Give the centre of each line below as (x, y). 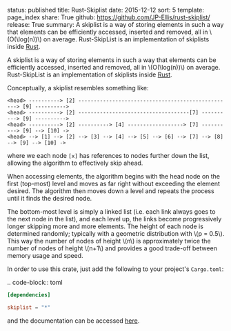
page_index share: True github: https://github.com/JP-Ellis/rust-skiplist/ (109, 17)
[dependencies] (29, 295)
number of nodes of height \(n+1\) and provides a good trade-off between (112, 248)
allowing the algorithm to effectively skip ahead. (75, 163)
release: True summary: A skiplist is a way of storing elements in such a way (115, 24)
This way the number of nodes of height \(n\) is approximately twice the (109, 241)
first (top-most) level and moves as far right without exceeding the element (114, 183)
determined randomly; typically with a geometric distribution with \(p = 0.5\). (116, 233)
